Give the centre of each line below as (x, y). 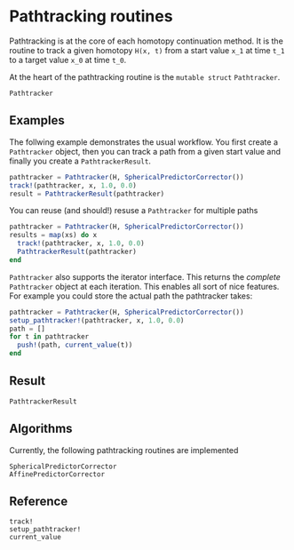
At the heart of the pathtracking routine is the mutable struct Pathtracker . (145, 76)
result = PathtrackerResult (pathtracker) (87, 194)
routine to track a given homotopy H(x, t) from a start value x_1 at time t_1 (147, 50)
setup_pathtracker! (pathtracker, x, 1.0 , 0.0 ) (97, 320)
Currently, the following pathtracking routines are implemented (124, 450)
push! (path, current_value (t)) (75, 345)
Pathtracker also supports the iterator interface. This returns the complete (145, 276)
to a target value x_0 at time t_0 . (68, 60)
